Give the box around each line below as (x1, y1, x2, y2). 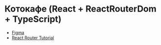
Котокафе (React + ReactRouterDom (4, 3, 157, 15)
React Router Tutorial (11, 35, 54, 41)
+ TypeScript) (4, 14, 62, 25)
